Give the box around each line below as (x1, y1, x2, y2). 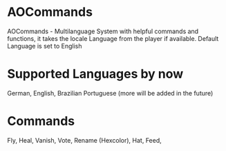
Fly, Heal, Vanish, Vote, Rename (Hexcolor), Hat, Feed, (7, 136, 162, 144)
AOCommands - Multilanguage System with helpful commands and (7, 27, 199, 35)
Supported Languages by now (7, 66, 184, 82)
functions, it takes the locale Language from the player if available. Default (7, 34, 219, 42)
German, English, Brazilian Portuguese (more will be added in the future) (7, 89, 214, 97)
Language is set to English (7, 42, 82, 50)
